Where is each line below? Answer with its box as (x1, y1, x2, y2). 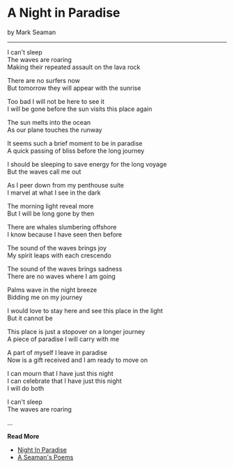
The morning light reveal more (7, 202, 94, 210)
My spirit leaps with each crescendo (7, 251, 111, 259)
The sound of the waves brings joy (7, 243, 107, 252)
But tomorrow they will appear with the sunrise (7, 84, 141, 92)
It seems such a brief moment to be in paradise (7, 139, 143, 147)
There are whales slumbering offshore (7, 222, 117, 231)
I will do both (7, 384, 44, 392)
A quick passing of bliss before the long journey (7, 146, 145, 155)
